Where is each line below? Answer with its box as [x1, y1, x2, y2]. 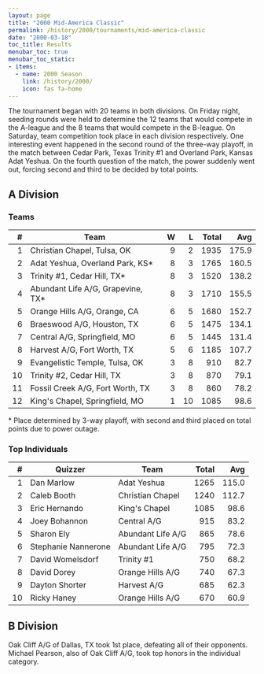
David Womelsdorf [30, 554, 99, 565]
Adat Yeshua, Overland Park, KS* [30, 257, 154, 268]
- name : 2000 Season [15, 70, 82, 78]
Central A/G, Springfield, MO [30, 331, 136, 343]
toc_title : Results [8, 41, 72, 49]
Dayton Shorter [30, 580, 86, 591]
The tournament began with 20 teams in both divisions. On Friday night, [8, 106, 241, 116]
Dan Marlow [30, 477, 75, 488]
